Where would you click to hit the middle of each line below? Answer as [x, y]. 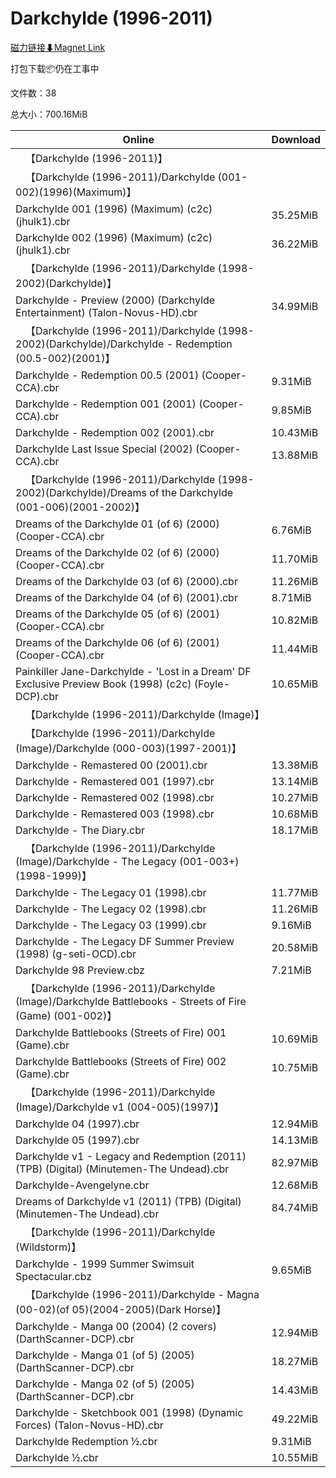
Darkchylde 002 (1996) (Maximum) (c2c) [114, 237]
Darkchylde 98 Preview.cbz [80, 970]
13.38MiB [295, 765]
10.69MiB [295, 1039]
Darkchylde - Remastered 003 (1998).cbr [115, 814]
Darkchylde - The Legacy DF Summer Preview [125, 941]
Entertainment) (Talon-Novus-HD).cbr [106, 312]
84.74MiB [295, 1207]
